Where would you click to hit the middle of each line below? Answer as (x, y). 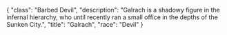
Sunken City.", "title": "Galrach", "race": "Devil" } (75, 24)
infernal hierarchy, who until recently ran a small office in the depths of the (112, 17)
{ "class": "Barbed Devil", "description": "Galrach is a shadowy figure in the (113, 10)
